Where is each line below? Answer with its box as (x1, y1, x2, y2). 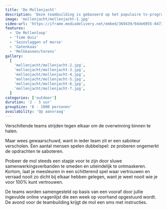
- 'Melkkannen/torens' (9, 49, 57, 54)
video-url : (5, 21, 28, 26)
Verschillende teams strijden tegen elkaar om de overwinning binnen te (5, 122, 151, 128)
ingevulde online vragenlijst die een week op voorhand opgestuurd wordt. (5, 194, 157, 200)
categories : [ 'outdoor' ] (5, 95, 57, 100)
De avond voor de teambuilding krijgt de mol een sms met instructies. (5, 199, 148, 205)
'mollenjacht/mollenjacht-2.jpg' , (14, 63, 85, 68)
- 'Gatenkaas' (9, 44, 39, 49)
